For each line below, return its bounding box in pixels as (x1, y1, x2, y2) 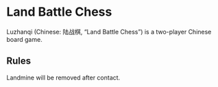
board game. (6, 35, 43, 43)
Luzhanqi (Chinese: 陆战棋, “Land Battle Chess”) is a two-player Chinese (6, 27, 212, 36)
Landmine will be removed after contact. (6, 73, 121, 82)
